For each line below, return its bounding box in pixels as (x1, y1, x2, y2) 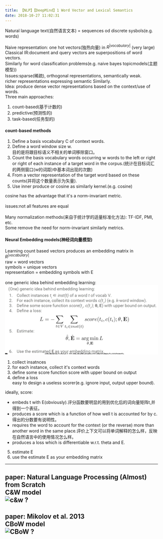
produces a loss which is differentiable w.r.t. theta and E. (12, 440, 125, 445)
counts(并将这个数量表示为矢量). (12, 178, 77, 184)
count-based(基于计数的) (12, 104, 63, 110)
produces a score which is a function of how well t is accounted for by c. (12, 411, 158, 417)
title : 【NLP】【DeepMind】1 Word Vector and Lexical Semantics (5, 8, 133, 13)
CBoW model (5, 520, 45, 528)
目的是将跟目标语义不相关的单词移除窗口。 (12, 149, 98, 155)
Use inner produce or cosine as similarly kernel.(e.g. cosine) (12, 183, 132, 190)
